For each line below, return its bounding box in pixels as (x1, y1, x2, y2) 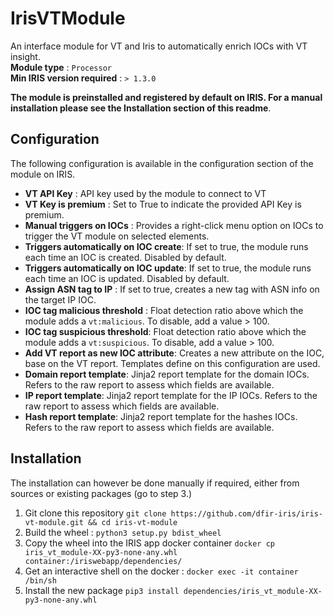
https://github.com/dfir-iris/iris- (170, 508, 323, 519)
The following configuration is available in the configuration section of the (10, 157, 314, 169)
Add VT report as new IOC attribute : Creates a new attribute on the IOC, (24, 347, 325, 359)
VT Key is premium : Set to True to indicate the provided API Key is (24, 198, 302, 210)
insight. (10, 50, 41, 62)
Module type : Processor (10, 61, 113, 73)
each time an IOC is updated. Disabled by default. (24, 272, 230, 284)
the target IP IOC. (24, 293, 97, 306)
